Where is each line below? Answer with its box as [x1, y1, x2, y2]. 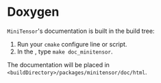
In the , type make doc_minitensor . [16, 47, 113, 56]
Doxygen [7, 4, 60, 20]
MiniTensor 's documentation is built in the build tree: [7, 27, 155, 35]
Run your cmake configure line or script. [16, 40, 127, 48]
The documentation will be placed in [7, 60, 110, 69]
